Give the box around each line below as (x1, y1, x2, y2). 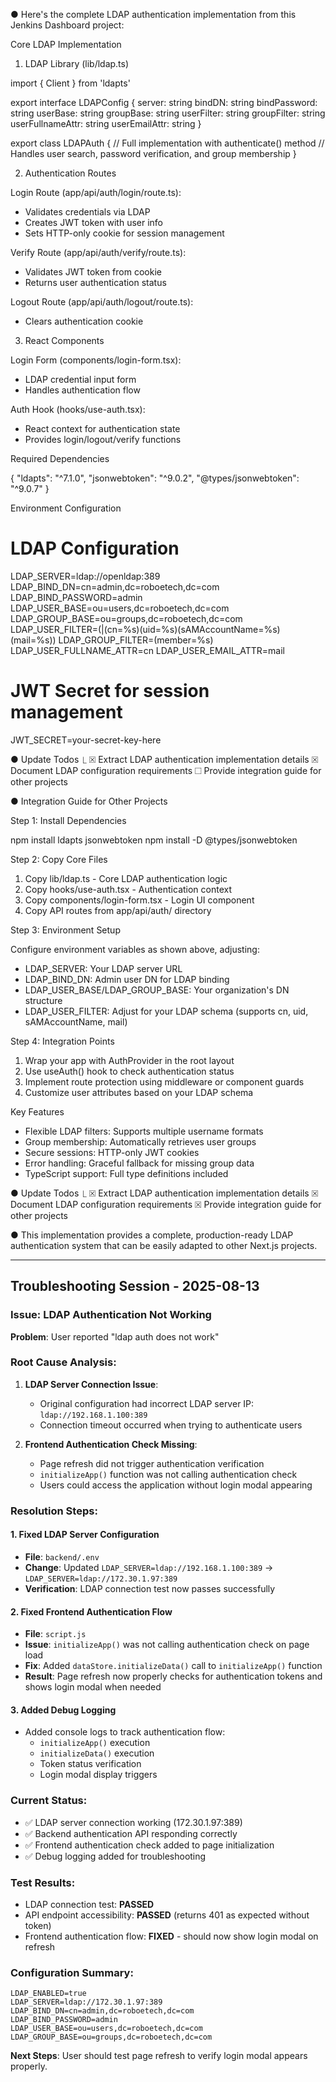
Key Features (10, 1105, 65, 1118)
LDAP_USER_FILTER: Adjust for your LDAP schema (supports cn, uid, (24, 1005, 309, 1017)
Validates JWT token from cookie (24, 266, 162, 278)
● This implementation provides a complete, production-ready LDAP (10, 1229, 294, 1241)
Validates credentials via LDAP (24, 206, 151, 218)
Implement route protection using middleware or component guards (24, 1075, 305, 1088)
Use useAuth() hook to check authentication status (24, 1065, 235, 1077)
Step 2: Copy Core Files (10, 853, 108, 865)
